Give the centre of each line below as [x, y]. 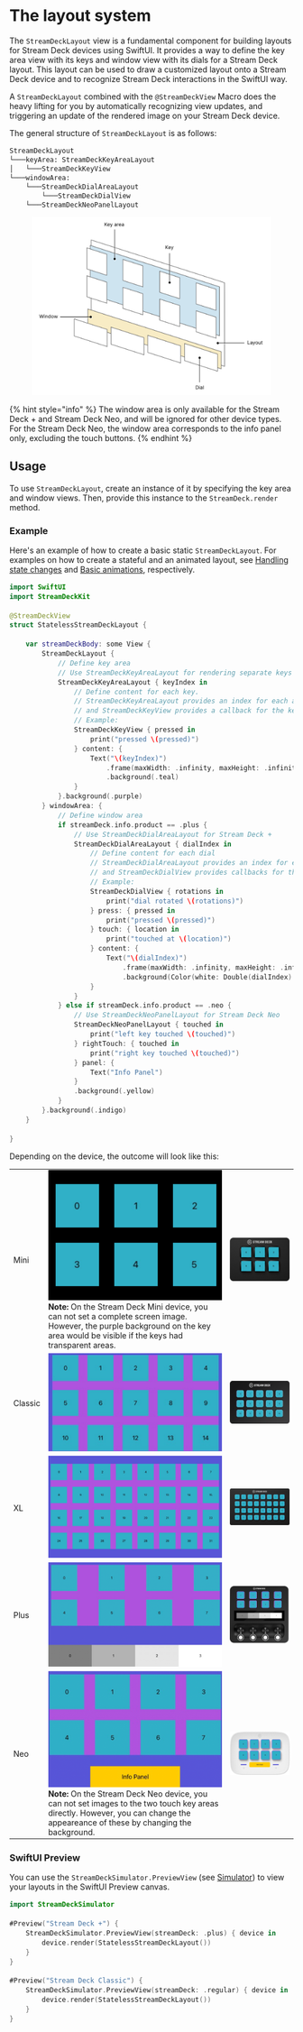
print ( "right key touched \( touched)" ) [165, 1053]
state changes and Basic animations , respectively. [102, 569]
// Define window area [100, 815]
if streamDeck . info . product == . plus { [132, 825]
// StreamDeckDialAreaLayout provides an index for [189, 863]
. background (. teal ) [142, 777]
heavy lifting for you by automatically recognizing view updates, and [136, 106]
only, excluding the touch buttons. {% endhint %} [101, 437]
